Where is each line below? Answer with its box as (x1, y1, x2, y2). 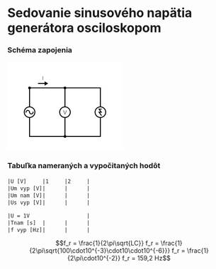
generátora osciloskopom (7, 20, 161, 36)
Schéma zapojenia (7, 45, 73, 55)
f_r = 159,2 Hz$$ (122, 253, 171, 262)
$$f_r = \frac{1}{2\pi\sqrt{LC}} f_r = (55, 239, 159, 247)
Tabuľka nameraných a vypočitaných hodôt (7, 161, 161, 171)
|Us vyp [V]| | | (7, 199, 91, 206)
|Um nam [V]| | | (7, 192, 91, 199)
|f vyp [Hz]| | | (7, 226, 91, 234)
